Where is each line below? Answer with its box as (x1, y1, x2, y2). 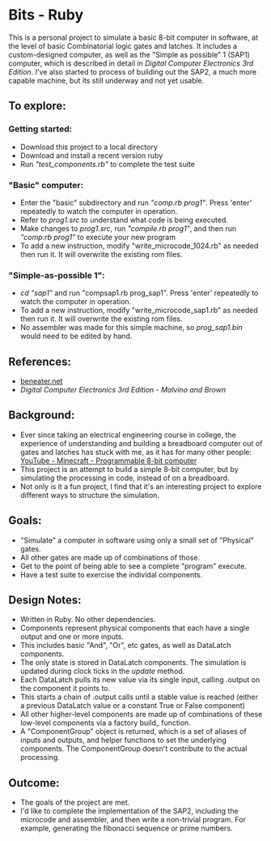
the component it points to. (19, 684, 111, 693)
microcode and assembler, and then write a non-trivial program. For (19, 815, 247, 825)
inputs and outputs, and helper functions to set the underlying (19, 736, 227, 745)
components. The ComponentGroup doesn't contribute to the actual (19, 744, 248, 753)
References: (8, 354, 71, 368)
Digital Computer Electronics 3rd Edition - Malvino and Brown (19, 385, 227, 395)
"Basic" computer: (8, 179, 83, 191)
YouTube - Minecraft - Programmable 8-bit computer (19, 456, 197, 466)
